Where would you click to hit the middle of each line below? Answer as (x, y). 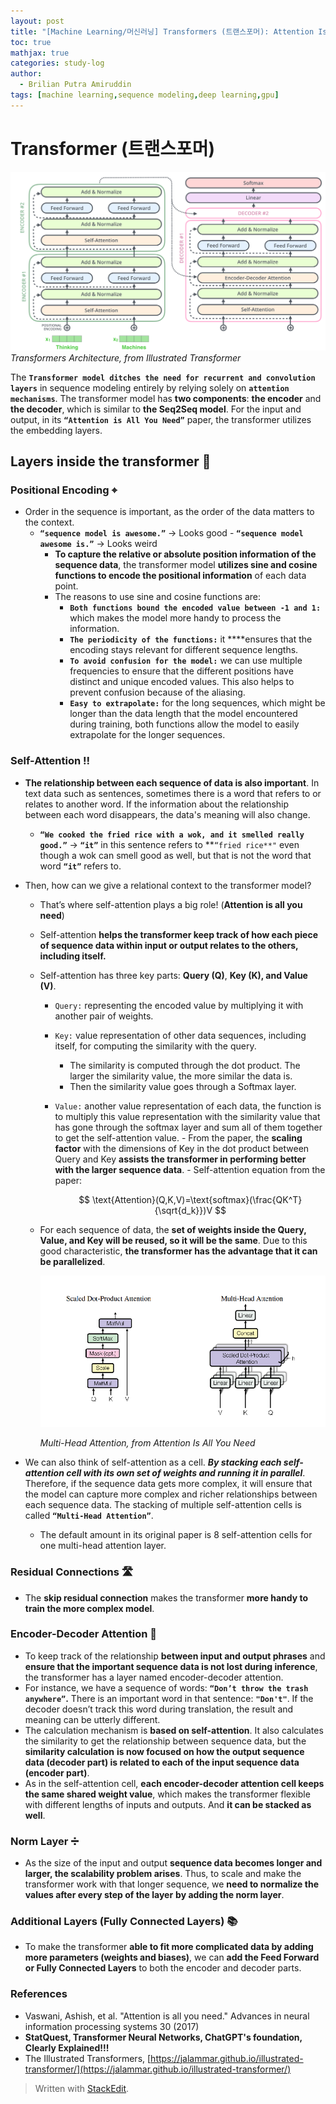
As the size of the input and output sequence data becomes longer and (173, 1863)
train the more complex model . (89, 1608)
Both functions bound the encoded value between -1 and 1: (195, 608)
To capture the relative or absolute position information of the (185, 554)
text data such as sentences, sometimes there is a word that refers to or (173, 793)
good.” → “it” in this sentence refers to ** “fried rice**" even (169, 844)
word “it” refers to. (80, 866)
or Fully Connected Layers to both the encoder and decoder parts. (163, 1968)
